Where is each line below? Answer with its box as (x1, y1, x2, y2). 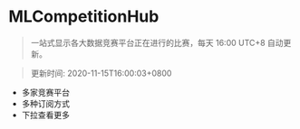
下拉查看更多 (21, 109, 70, 120)
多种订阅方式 (21, 97, 70, 109)
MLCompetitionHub (8, 6, 160, 27)
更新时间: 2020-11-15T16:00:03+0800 (30, 68, 172, 78)
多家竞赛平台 (21, 87, 70, 97)
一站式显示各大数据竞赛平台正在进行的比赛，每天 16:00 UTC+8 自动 (30, 37, 284, 48)
